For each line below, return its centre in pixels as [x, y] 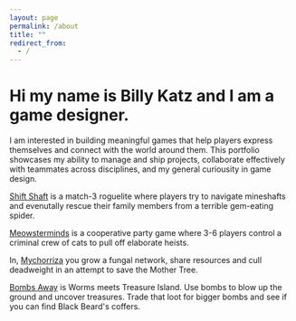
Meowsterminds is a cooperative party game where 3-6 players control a [146, 233]
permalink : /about [44, 26]
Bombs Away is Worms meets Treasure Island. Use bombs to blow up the [146, 288]
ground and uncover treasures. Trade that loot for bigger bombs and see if [148, 297]
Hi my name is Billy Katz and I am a [142, 96]
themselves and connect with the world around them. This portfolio [134, 150]
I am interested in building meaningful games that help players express [141, 140]
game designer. [69, 115]
